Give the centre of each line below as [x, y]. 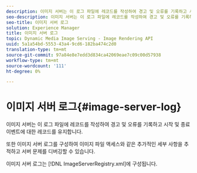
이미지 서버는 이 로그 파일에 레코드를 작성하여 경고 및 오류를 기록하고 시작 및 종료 [98, 124]
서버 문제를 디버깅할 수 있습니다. [58, 151]
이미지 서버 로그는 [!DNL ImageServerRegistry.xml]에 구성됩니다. [82, 164]
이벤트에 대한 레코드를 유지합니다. [45, 132]
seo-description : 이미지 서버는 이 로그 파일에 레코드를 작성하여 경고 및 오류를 [92, 17]
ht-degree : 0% [23, 71]
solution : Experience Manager [43, 28]
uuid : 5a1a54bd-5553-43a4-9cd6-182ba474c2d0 [61, 44]
